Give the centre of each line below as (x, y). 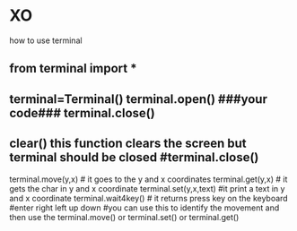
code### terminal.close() (82, 113)
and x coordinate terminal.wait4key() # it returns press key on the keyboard (149, 198)
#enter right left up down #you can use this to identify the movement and (144, 208)
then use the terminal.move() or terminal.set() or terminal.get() (124, 217)
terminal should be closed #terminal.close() (134, 158)
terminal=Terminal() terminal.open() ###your (138, 99)
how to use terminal (46, 40)
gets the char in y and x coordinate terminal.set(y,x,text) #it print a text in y (147, 188)
